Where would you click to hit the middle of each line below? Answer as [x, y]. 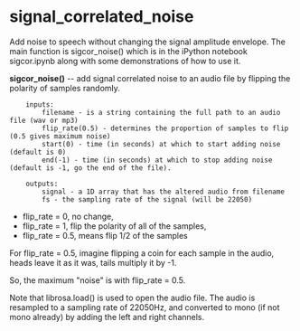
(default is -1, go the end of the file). [90, 168]
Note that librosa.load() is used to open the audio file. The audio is [132, 298]
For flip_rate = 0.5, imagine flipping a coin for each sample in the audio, [142, 253]
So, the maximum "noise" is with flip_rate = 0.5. [98, 280]
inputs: [40, 104]
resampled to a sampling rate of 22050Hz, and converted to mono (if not [145, 307]
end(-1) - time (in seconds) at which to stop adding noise [157, 160]
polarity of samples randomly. [65, 88]
